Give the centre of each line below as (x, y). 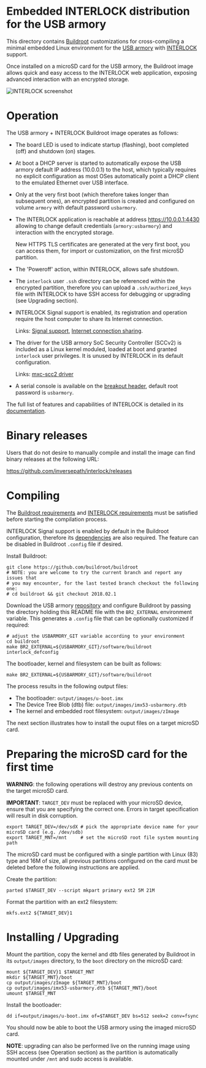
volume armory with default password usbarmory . (76, 207)
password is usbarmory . (44, 392)
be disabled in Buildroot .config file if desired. (65, 544)
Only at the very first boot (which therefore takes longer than (92, 194)
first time (30, 767)
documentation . (26, 411)
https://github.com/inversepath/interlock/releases (69, 471)
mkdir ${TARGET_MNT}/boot (39, 977)
